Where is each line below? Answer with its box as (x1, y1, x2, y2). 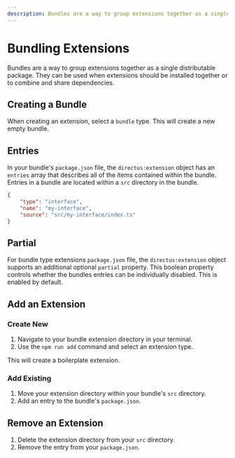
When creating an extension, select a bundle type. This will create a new (7, 117, 215, 126)
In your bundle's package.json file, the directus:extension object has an (7, 164, 215, 172)
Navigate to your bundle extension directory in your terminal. (17, 335, 193, 343)
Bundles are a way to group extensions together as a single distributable (7, 64, 216, 72)
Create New (7, 319, 49, 329)
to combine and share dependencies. (7, 78, 115, 87)
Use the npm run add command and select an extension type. (17, 343, 194, 351)
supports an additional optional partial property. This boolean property (7, 263, 215, 271)
